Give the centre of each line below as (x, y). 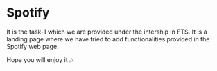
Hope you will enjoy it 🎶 (40, 59)
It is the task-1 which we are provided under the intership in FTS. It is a (107, 32)
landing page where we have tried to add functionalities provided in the (108, 39)
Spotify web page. (33, 46)
